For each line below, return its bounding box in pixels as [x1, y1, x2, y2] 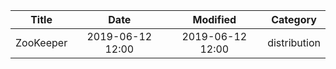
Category [271, 13, 317, 26]
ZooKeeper [15, 36, 68, 49]
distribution [267, 36, 321, 49]
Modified [192, 13, 237, 26]
